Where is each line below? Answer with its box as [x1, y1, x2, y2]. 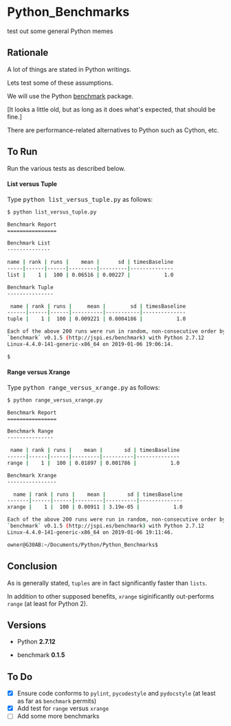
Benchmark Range [7, 428, 54, 435]
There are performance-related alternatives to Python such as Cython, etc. [7, 125, 219, 134]
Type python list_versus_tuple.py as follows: [7, 195, 153, 203]
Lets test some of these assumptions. [7, 79, 113, 87]
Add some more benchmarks [16, 712, 100, 720]
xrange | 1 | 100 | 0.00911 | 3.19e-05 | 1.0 [7, 504, 184, 510]
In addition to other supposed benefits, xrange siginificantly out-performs [7, 592, 214, 600]
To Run [7, 146, 38, 158]
